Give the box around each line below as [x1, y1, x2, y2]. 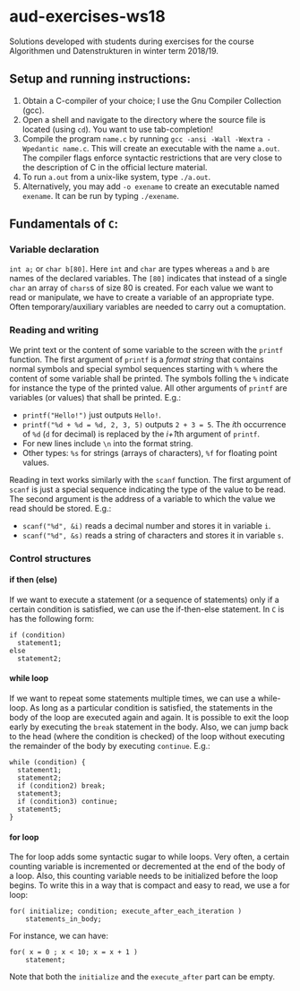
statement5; [17, 805, 63, 814]
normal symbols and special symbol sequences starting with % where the [9, 363, 279, 374]
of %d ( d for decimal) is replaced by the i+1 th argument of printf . [21, 428, 260, 439]
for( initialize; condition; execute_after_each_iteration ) [9, 907, 243, 916]
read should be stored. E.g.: [9, 503, 112, 513]
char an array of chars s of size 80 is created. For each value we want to [9, 282, 274, 293]
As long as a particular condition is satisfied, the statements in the [30, 702, 273, 713]
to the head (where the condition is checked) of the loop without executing [9, 731, 285, 742]
